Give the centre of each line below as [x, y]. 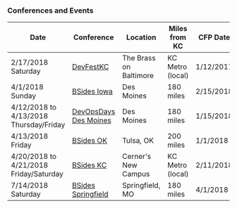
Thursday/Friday [38, 125]
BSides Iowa [92, 91]
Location [141, 37]
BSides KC [89, 165]
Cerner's [137, 157]
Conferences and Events [50, 11]
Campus [136, 174]
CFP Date [214, 37]
